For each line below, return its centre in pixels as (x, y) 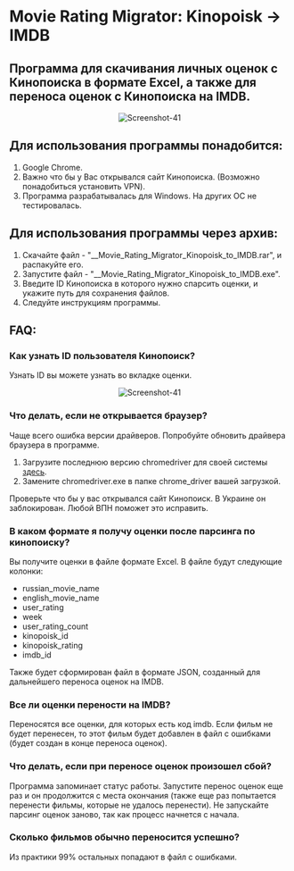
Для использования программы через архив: (144, 234)
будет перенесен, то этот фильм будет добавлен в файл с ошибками (140, 733)
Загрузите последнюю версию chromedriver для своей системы (145, 462)
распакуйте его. (53, 264)
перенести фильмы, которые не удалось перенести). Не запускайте (139, 805)
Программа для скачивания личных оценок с (143, 68)
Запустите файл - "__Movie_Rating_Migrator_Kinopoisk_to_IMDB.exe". (151, 273)
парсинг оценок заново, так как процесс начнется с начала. (124, 814)
